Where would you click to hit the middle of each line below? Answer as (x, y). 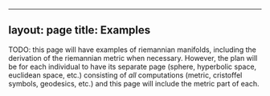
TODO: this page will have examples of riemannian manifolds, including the (133, 50)
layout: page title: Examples (80, 30)
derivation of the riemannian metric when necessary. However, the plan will (133, 58)
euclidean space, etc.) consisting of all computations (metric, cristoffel (125, 75)
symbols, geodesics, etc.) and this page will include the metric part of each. (134, 83)
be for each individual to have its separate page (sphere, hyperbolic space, (133, 66)
